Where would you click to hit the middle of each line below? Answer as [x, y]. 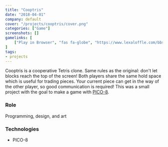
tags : [11, 52]
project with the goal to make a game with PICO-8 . [57, 92]
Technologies [22, 129]
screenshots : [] [22, 33]
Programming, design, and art [36, 116]
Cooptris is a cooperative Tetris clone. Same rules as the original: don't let [81, 71]
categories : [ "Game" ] [28, 29]
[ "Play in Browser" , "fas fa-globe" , [53, 43]
